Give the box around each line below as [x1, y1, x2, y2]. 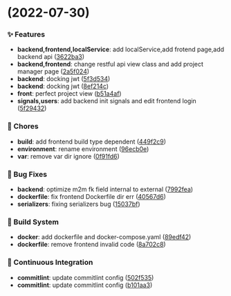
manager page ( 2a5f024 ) [17, 67, 90, 76]
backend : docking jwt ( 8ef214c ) [17, 82, 109, 91]
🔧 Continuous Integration [7, 258, 93, 268]
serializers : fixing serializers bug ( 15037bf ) [17, 200, 140, 209]
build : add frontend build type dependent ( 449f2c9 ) [17, 137, 167, 146]
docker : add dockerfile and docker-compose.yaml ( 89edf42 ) [17, 233, 192, 241]
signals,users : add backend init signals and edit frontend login [17, 97, 197, 105]
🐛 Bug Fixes [7, 169, 47, 179]
